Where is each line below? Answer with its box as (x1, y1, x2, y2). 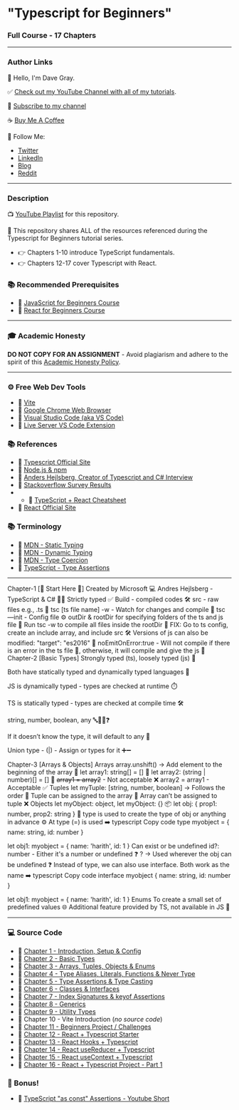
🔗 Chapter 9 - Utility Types (17, 1007, 96, 1016)
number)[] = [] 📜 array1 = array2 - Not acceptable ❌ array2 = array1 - (7, 775, 210, 784)
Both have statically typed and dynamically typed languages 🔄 (7, 668, 190, 676)
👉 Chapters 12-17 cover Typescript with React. (17, 259, 157, 268)
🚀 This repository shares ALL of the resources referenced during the (7, 227, 208, 235)
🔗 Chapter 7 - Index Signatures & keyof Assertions (17, 992, 165, 1000)
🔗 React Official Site (17, 504, 76, 512)
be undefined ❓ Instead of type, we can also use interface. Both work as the (7, 860, 230, 868)
